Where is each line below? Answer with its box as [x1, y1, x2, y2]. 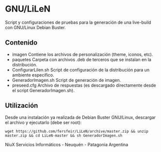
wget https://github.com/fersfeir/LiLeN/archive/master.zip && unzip [5, 129, 149, 134]
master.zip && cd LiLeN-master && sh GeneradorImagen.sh [5, 133, 123, 138]
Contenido [5, 39, 38, 47]
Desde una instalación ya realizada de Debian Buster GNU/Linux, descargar [5, 114, 156, 120]
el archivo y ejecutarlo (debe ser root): [5, 120, 82, 125]
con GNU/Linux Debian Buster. [5, 24, 66, 30]
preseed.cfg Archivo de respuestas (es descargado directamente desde [12, 82, 156, 88]
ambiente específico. [12, 72, 54, 78]
